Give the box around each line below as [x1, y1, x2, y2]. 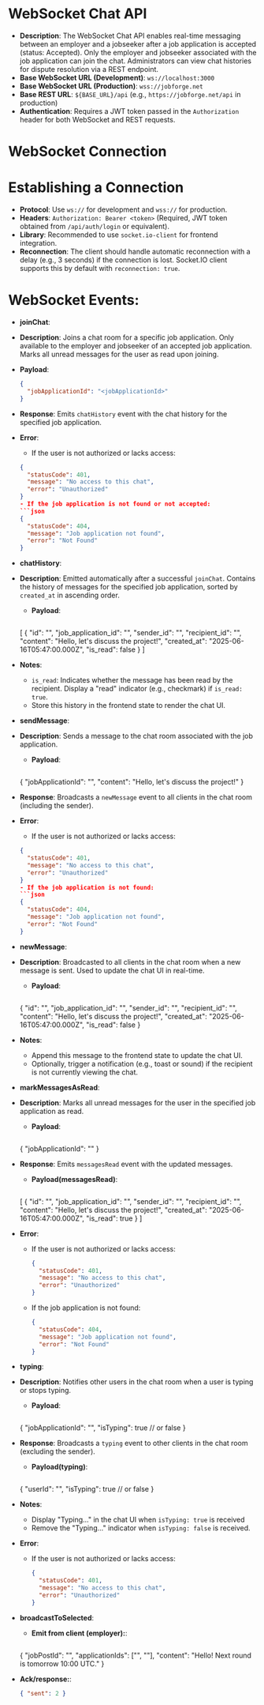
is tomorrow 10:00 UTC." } [19, 1658, 105, 1668]
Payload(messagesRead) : [31, 1174, 118, 1184]
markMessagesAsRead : [19, 1082, 100, 1092]
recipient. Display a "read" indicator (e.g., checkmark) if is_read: [31, 684, 243, 694]
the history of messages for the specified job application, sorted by [19, 582, 238, 592]
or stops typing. [19, 1386, 72, 1395]
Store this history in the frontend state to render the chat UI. [31, 701, 226, 710]
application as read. [19, 1106, 84, 1116]
